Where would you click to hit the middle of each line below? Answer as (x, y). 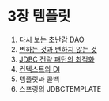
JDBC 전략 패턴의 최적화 (57, 59)
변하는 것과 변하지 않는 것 (58, 49)
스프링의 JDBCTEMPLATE (60, 88)
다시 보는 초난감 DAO (51, 39)
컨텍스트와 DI (39, 69)
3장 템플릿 (39, 16)
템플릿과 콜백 (39, 79)
